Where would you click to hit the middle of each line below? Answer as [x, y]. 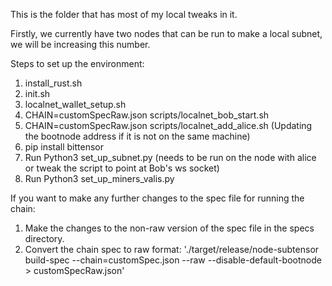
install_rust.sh [53, 83]
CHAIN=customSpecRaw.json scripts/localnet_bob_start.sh [147, 115]
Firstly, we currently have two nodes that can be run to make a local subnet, [166, 33]
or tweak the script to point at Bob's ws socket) [122, 168]
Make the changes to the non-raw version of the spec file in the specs [169, 228]
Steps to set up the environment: [77, 63]
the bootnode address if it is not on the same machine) [137, 136]
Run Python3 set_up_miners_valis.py [99, 178]
